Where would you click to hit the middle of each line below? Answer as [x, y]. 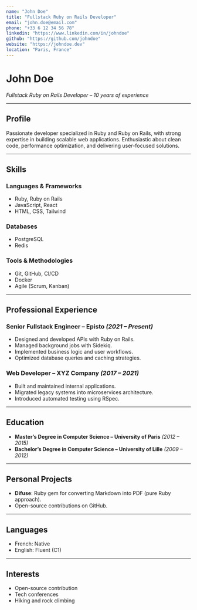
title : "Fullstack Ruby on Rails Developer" [61, 17]
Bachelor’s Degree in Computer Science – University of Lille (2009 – [98, 449]
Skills [16, 169]
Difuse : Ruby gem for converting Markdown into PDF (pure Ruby [93, 493]
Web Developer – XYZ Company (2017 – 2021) [72, 373]
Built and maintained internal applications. [65, 386]
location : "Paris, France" [39, 50]
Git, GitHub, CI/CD [37, 273]
